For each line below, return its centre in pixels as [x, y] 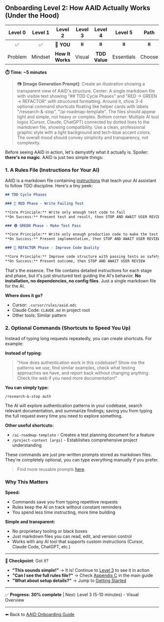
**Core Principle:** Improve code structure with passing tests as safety [83, 257]
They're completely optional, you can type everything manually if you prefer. [82, 460]
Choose [149, 57]
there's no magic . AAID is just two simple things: [54, 157]
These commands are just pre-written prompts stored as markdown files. [79, 455]
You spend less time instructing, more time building [64, 512]
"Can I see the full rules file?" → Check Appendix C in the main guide [82, 576]
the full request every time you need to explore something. [64, 416]
